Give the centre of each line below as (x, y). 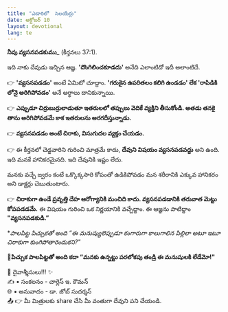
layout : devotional (35, 26)
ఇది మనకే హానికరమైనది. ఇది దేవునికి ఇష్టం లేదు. (65, 159)
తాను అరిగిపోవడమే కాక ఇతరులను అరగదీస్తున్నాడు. (69, 118)
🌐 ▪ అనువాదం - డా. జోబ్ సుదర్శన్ (49, 291)
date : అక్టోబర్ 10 (28, 20)
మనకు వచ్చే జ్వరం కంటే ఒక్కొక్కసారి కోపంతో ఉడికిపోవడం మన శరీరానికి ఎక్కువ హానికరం (113, 175)
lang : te (20, 33)
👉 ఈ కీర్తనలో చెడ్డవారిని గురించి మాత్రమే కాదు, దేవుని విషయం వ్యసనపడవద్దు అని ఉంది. (113, 150)
